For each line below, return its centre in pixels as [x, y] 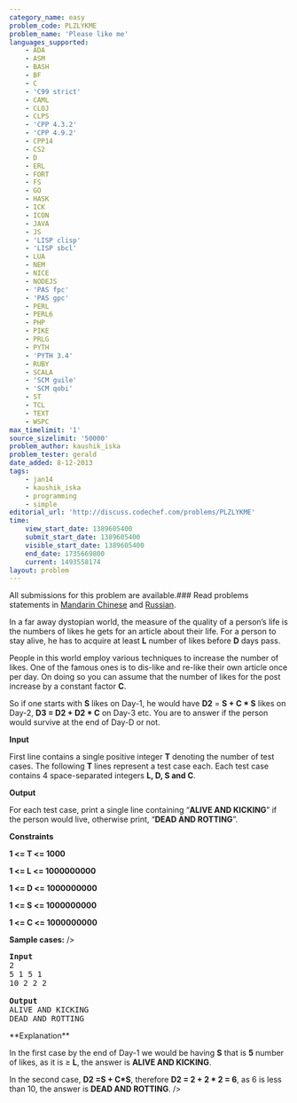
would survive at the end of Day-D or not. [85, 722]
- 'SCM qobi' [49, 389]
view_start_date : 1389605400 [79, 529]
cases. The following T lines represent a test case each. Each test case [139, 766]
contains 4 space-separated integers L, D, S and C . [103, 776]
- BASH [37, 67]
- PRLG [37, 339]
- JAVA [37, 224]
